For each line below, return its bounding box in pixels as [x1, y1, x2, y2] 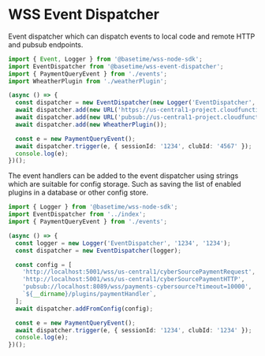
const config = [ [15, 261, 73, 269]
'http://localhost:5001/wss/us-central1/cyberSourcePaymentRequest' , [22, 268, 256, 276]
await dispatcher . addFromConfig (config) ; [15, 305, 154, 313]
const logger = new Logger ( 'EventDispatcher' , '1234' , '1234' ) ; [15, 239, 231, 247]
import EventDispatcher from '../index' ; [8, 210, 147, 218]
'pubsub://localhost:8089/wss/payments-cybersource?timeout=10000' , [22, 283, 252, 291]
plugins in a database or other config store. [8, 187, 148, 198]
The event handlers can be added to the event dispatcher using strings [8, 171, 239, 180]
